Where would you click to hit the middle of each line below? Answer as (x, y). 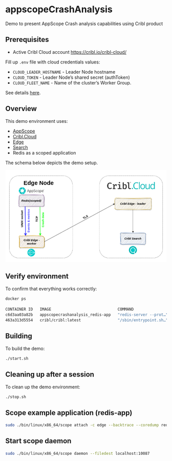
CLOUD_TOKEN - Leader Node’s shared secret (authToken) (71, 77)
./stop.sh (16, 397)
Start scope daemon (38, 441)
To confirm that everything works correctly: (51, 289)
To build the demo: (25, 348)
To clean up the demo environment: (43, 387)
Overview (21, 109)
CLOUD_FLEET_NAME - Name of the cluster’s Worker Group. (72, 82)
